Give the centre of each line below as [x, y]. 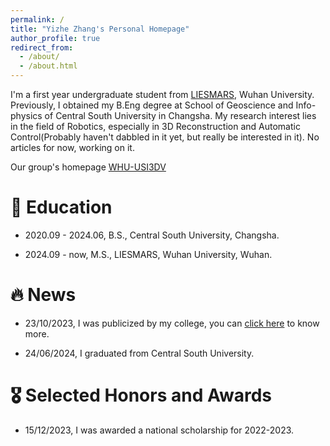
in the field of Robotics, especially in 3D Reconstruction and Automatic [155, 126]
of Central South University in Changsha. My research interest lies [180, 115]
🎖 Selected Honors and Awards [141, 395]
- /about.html [48, 66]
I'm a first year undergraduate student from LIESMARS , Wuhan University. [162, 94]
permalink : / [37, 19]
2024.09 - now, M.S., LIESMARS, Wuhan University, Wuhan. [148, 254]
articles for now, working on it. [72, 147]
